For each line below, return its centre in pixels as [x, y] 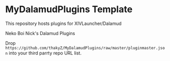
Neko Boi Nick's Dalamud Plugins [40, 33]
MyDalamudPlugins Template [69, 9]
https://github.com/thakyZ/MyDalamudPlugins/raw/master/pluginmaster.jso [85, 48]
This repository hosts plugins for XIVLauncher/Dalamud [64, 23]
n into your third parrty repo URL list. [44, 53]
